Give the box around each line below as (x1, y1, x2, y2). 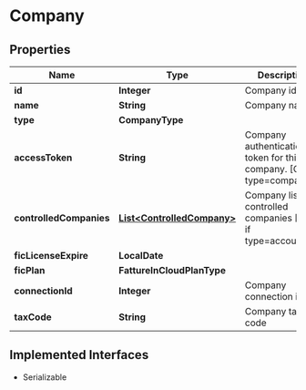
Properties (9, 42, 71, 57)
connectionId (14, 284, 73, 297)
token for (244, 151, 284, 164)
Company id (244, 84, 297, 97)
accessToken (14, 151, 73, 164)
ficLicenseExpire (14, 250, 89, 262)
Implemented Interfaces (9, 347, 149, 363)
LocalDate (117, 250, 164, 262)
